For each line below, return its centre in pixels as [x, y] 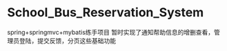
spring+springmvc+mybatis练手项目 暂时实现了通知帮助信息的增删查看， [111, 32]
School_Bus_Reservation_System [106, 13]
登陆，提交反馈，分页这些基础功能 [67, 40]
